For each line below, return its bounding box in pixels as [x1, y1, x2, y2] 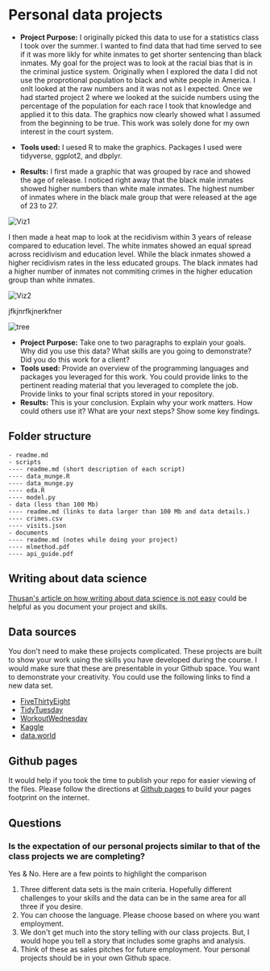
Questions [8, 816, 62, 830]
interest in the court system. [19, 127, 114, 136]
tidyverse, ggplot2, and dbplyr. [19, 151, 123, 161]
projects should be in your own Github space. [19, 952, 172, 962]
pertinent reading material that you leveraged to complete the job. [19, 380, 239, 390]
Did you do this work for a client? [19, 354, 131, 364]
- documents [8, 529, 48, 537]
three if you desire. [19, 902, 83, 911]
